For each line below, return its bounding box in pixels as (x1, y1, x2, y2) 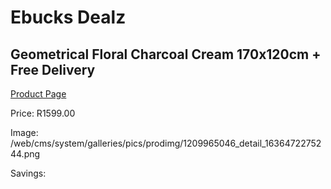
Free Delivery (10, 61, 96, 78)
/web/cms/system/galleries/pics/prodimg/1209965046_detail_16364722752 (10, 137, 322, 149)
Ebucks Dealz (10, 6, 127, 29)
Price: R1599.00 (10, 107, 76, 119)
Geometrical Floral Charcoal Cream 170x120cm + (10, 46, 322, 63)
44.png (10, 148, 41, 160)
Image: (10, 127, 39, 138)
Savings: (10, 167, 47, 179)
